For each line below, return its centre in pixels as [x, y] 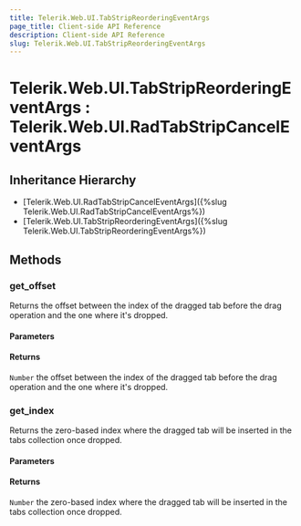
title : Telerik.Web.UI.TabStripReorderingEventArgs [109, 18]
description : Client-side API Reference [88, 35]
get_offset [33, 285]
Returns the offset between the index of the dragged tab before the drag [146, 305]
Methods [36, 259]
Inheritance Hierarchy [73, 180]
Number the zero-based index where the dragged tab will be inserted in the [148, 501]
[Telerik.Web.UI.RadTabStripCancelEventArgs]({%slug [125, 202]
